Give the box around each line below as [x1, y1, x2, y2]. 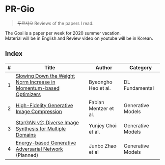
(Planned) [15, 151, 38, 158]
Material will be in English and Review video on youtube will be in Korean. [5, 35, 153, 41]
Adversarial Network [15, 145, 63, 152]
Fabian [88, 99, 105, 106]
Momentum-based [15, 84, 60, 91]
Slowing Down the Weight [15, 72, 75, 79]
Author [95, 64, 112, 71]
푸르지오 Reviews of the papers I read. [17, 20, 94, 26]
